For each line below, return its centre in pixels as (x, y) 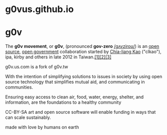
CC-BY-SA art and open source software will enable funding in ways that (80, 112)
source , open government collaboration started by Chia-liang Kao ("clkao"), (83, 52)
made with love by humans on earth (42, 127)
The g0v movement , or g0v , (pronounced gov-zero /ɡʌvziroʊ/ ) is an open (82, 46)
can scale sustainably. (28, 117)
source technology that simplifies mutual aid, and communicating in (75, 82)
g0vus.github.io (40, 9)
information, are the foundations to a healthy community (63, 102)
